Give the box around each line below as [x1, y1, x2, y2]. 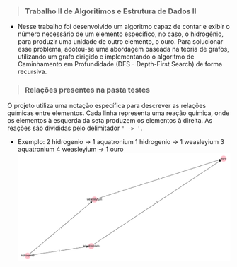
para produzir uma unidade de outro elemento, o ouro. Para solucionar [17, 37, 224, 46]
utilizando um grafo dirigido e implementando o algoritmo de [17, 52, 195, 61]
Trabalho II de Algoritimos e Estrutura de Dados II [24, 6, 197, 16]
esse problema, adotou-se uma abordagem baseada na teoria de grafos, [17, 45, 230, 54]
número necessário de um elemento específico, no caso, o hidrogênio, [17, 30, 224, 38]
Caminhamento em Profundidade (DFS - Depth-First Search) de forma [17, 60, 223, 69]
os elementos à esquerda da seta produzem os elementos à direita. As [7, 116, 213, 124]
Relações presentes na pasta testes [24, 85, 151, 95]
